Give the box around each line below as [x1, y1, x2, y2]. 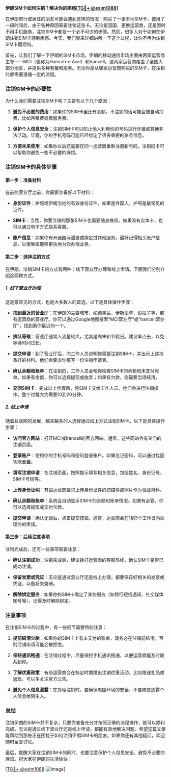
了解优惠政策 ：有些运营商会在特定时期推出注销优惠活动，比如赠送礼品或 [12, 669, 164, 675]
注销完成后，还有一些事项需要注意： [5, 546, 81, 552]
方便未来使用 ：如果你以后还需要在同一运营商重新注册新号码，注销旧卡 [12, 143, 160, 149]
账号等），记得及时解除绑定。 [12, 597, 73, 604]
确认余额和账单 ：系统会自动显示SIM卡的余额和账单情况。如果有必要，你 [12, 497, 164, 504]
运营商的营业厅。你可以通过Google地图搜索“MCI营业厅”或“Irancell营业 [17, 316, 165, 322]
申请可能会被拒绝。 [26, 641, 67, 647]
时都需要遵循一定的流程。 [5, 71, 59, 77]
